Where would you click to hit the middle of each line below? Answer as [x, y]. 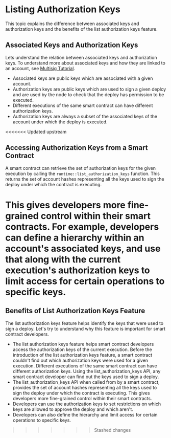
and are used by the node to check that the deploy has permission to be [88, 94]
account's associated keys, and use [83, 248]
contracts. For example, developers [82, 227]
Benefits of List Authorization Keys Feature [75, 311]
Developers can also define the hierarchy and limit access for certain [85, 414]
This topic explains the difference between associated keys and [72, 24]
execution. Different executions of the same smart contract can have [85, 366]
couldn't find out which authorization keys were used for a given [80, 360]
